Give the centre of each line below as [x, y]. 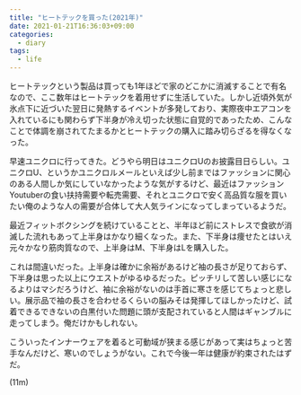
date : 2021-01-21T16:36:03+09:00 [72, 26]
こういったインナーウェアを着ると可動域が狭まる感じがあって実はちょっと [147, 342]
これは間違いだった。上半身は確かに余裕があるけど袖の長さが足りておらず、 [150, 267]
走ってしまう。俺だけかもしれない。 [76, 323]
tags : [19, 51]
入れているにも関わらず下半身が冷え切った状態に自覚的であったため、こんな [151, 119]
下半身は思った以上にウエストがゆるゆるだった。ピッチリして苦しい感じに [147, 278]
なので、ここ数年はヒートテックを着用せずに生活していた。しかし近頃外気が [151, 97]
